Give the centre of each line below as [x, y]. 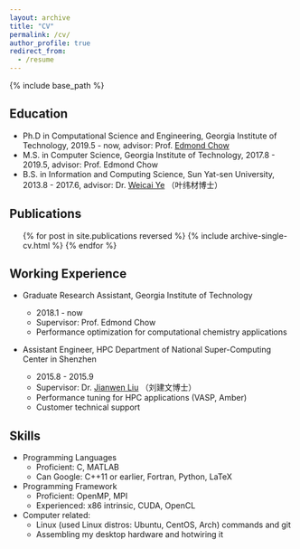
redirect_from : [38, 52]
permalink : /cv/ [40, 34]
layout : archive [40, 18]
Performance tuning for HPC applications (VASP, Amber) [141, 398]
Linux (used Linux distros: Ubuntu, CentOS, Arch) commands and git [164, 525]
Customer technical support [88, 407]
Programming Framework [70, 487]
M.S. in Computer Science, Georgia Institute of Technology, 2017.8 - [149, 155]
